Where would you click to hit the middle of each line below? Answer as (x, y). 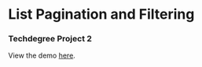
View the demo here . (42, 55)
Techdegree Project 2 (50, 39)
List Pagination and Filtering (101, 14)
